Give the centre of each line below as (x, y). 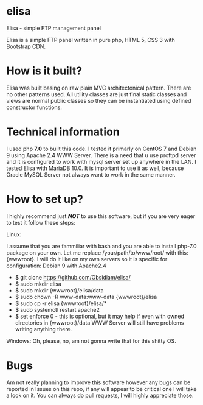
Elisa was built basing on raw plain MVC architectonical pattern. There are (99, 88)
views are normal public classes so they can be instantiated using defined (99, 100)
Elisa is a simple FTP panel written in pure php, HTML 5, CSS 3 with (91, 40)
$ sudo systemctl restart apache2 (57, 309)
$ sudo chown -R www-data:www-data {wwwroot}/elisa (86, 297)
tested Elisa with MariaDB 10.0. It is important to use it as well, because (95, 168)
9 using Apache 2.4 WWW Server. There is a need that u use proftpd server (101, 155)
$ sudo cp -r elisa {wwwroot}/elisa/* (61, 303)
